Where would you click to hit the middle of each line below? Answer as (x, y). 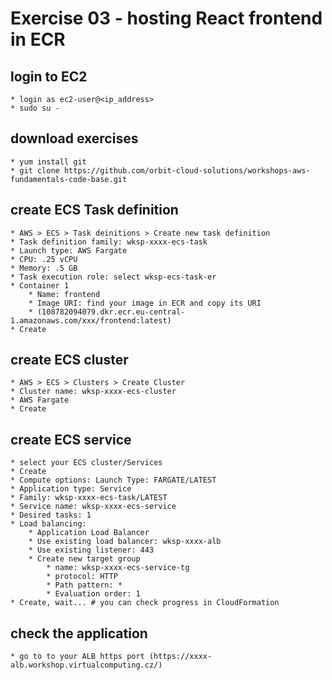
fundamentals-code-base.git (69, 179)
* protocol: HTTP (82, 577)
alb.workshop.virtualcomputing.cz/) (86, 665)
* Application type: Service (71, 489)
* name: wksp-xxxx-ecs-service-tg (118, 568)
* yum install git (48, 162)
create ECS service (71, 439)
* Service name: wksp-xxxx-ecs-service (93, 507)
